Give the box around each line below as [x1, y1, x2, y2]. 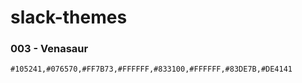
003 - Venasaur [10, 42, 89, 56]
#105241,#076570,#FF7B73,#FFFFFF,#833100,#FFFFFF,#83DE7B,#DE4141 [10, 64, 293, 75]
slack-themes [10, 6, 128, 29]
